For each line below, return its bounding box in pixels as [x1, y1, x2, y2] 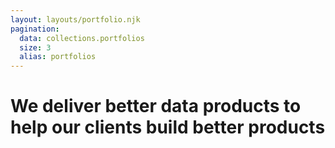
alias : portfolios [19, 52, 97, 62]
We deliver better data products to [10, 95, 302, 118]
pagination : [10, 24, 60, 34]
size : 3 [19, 42, 52, 53]
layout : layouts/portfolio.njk [10, 14, 141, 25]
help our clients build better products [10, 116, 326, 139]
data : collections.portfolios [19, 33, 145, 43]
